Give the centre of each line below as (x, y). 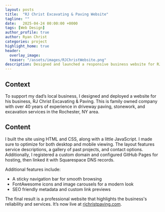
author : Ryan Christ (26, 37)
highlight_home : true (27, 46)
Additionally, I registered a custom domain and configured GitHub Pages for (82, 155)
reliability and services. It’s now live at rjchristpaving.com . (63, 204)
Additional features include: (33, 169)
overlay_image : (25, 55)
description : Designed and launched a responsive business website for (80, 64)
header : (13, 51)
